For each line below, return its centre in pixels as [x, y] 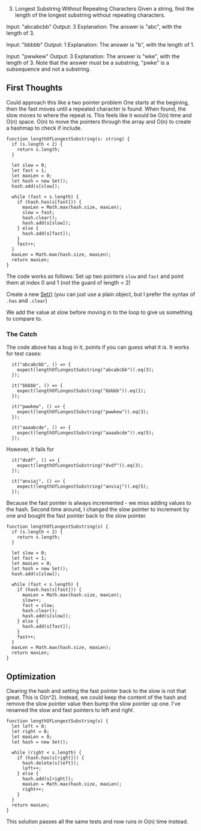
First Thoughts [34, 88]
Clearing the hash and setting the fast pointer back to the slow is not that [96, 690]
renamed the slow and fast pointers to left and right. [70, 710]
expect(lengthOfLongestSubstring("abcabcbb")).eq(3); [85, 370]
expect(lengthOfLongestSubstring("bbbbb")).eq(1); [82, 391]
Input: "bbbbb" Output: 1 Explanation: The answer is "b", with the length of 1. [100, 45]
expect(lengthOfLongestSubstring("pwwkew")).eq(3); [83, 412]
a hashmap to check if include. [44, 128]
